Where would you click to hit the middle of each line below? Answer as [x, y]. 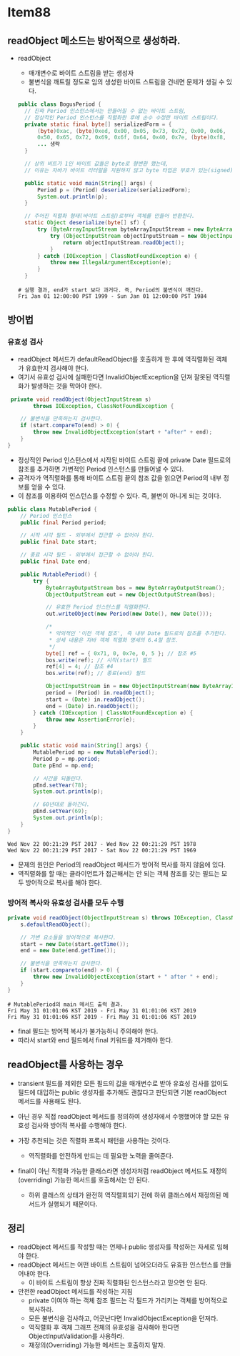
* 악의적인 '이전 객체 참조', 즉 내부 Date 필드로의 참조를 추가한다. [138, 634]
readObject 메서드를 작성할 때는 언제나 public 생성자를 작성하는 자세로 [116, 1247]
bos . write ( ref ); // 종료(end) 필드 [95, 673]
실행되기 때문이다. [72, 1204]
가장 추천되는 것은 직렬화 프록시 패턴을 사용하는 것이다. [94, 1140]
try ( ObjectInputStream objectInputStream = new [124, 236]
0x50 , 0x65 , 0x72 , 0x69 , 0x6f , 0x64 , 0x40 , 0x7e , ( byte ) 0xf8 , [131, 138]
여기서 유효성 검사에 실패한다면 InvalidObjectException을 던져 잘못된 [115, 377]
